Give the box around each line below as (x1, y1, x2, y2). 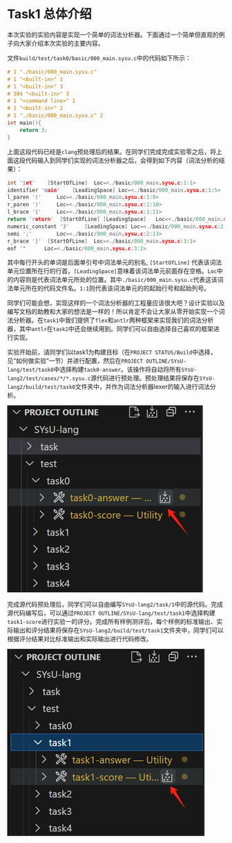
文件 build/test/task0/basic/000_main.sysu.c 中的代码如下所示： (7, 53, 192, 62)
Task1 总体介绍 (7, 6, 92, 22)
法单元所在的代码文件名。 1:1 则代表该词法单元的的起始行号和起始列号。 (7, 284, 211, 292)
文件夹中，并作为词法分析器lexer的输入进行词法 (75, 383, 211, 391)
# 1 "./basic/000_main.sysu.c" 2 (7, 112, 104, 120)
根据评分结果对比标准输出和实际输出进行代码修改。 (7, 635, 153, 643)
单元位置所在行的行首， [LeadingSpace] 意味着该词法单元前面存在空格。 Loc (7, 267, 217, 275)
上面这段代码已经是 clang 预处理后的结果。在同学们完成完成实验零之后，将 (7, 147, 216, 155)
